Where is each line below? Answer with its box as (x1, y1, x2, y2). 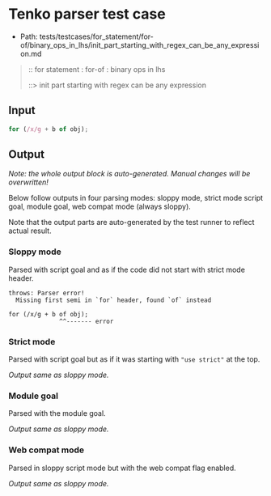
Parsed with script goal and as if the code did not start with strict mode (8, 265, 245, 274)
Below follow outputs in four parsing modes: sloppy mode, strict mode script (8, 193, 264, 203)
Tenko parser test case (8, 5, 166, 23)
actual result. (8, 226, 52, 235)
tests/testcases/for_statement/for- (39, 32, 154, 41)
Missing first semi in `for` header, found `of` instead (15, 296, 212, 304)
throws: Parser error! (8, 289, 85, 297)
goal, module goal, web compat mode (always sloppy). (8, 201, 192, 211)
